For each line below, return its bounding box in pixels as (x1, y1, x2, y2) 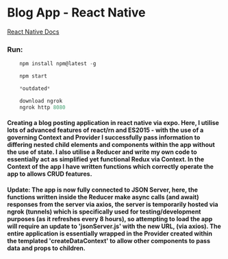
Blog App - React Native (7, 5, 146, 21)
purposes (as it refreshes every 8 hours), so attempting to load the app (7, 214, 213, 223)
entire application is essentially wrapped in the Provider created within (7, 229, 212, 238)
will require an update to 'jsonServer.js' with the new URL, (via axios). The (7, 222, 221, 230)
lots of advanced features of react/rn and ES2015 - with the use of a (7, 126, 204, 135)
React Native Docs (7, 27, 60, 36)
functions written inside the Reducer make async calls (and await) (7, 192, 199, 201)
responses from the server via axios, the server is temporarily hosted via (7, 200, 218, 208)
